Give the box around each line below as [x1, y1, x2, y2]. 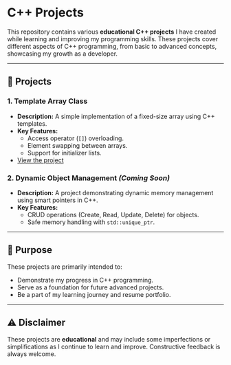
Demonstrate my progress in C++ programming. [16, 276, 153, 284]
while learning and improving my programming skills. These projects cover [7, 34, 219, 43]
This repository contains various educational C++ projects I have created [7, 27, 217, 36]
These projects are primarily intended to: [7, 263, 122, 271]
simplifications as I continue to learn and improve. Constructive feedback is [7, 342, 221, 351]
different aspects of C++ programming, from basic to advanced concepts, [7, 42, 217, 50]
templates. [16, 119, 47, 128]
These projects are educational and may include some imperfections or [7, 335, 211, 343]
